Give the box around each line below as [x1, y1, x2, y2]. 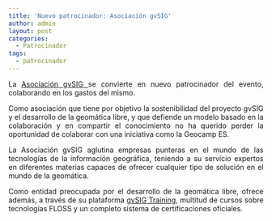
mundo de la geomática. [8, 171, 89, 181]
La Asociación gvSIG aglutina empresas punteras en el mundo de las [8, 145, 264, 155]
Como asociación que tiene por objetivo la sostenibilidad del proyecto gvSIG [8, 103, 264, 113]
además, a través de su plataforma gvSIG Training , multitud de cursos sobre [8, 195, 264, 205]
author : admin [8, 19, 57, 28]
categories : [8, 34, 49, 43]
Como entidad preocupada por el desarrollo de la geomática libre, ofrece [8, 186, 264, 196]
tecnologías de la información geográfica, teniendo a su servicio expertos [8, 153, 264, 163]
